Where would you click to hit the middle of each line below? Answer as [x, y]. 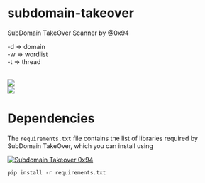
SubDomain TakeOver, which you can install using [81, 146]
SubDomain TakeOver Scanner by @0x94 [68, 33]
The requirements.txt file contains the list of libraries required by [103, 138]
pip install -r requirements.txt [57, 172]
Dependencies [51, 119]
